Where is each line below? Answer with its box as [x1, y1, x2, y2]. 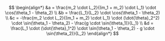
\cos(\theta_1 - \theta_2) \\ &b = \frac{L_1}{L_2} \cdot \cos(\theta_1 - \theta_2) [5, 10, 160, 16]
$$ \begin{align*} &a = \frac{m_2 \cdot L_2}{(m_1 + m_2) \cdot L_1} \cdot [8, 5, 157, 10]
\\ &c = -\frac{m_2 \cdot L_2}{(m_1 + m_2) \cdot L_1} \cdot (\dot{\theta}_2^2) [5, 15, 160, 20]
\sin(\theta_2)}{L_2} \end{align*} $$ [46, 31, 119, 36]
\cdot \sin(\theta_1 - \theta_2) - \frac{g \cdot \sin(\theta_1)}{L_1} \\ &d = [11, 20, 154, 26]
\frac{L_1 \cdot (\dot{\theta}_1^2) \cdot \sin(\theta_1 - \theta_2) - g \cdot [10, 25, 155, 31]
